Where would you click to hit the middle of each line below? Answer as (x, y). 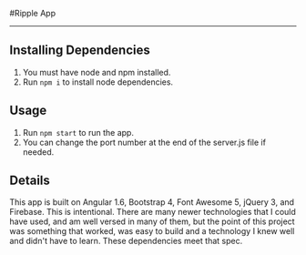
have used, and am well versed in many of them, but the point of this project (152, 221)
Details (30, 181)
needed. (38, 152)
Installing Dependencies (80, 51)
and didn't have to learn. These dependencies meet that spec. (126, 241)
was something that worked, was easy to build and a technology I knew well (152, 231)
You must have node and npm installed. (97, 72)
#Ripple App (33, 13)
